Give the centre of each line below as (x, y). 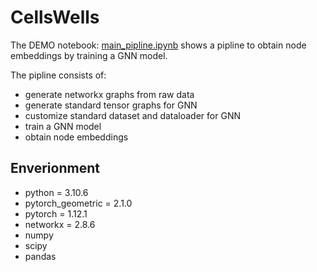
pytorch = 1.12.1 (56, 213)
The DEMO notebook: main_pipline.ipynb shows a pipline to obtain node (158, 45)
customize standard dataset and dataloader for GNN (132, 115)
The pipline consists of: (58, 75)
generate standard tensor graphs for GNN (111, 105)
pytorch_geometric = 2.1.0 (78, 203)
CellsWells (55, 17)
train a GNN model (63, 126)
